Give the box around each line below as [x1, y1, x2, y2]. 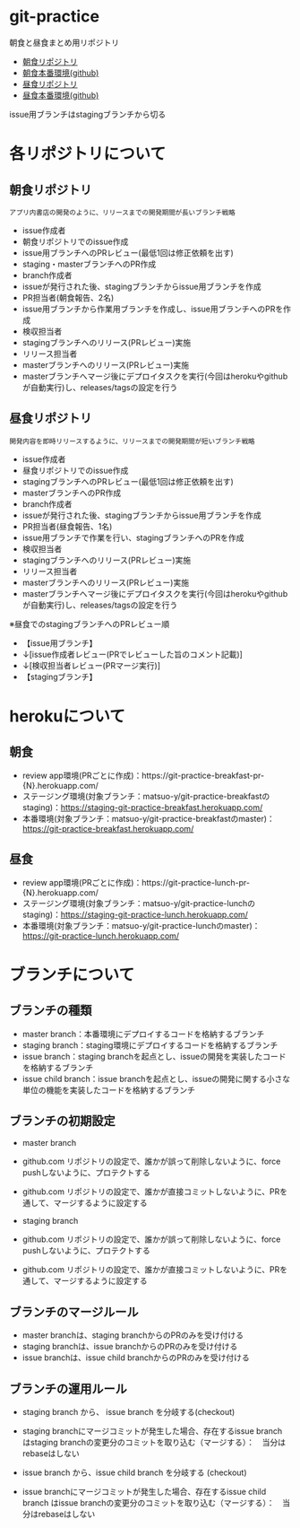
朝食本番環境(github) [21, 67, 99, 78]
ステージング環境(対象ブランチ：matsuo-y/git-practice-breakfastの [21, 790, 270, 801]
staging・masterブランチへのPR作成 [21, 258, 157, 269]
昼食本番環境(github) [21, 90, 99, 100]
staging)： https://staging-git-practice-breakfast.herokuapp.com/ [21, 801, 263, 813]
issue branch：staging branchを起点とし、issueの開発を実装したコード [21, 1051, 287, 1061]
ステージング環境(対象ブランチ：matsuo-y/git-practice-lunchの [21, 897, 256, 908]
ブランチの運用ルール [9, 1381, 127, 1396]
